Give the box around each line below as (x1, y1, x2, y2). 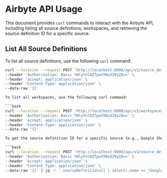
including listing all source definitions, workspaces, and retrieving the (5, 25, 148, 31)
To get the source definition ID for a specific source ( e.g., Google (5, 136, 155, 141)
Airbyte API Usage (5, 3, 83, 15)
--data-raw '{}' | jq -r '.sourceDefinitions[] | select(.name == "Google (5, 168, 164, 173)
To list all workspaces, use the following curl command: (5, 95, 128, 100)
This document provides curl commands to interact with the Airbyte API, (5, 20, 154, 26)
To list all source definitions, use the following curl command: (5, 58, 132, 64)
